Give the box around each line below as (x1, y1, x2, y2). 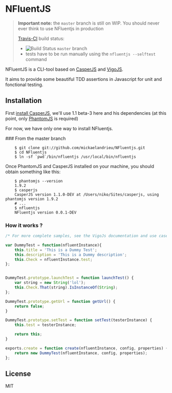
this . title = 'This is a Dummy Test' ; (14, 247, 97, 253)
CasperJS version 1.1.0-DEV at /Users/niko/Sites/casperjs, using (14, 192, 159, 197)
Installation (5, 96, 42, 105)
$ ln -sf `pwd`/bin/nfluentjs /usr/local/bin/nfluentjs (14, 154, 137, 159)
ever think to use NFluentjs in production (17, 25, 104, 31)
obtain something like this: (5, 169, 61, 175)
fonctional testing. (5, 81, 44, 88)
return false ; (14, 303, 45, 309)
